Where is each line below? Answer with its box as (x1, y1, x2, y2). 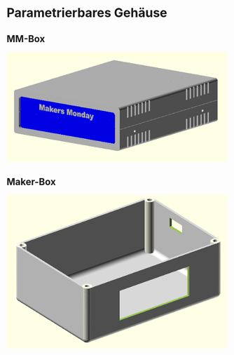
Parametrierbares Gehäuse (6, 5, 167, 21)
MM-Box (6, 33, 46, 45)
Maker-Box (6, 175, 57, 187)
